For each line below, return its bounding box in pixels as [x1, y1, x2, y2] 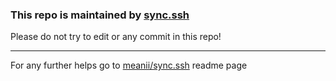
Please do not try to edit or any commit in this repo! [10, 31, 222, 43]
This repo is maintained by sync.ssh [10, 8, 190, 22]
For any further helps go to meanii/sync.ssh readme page [10, 59, 248, 72]
